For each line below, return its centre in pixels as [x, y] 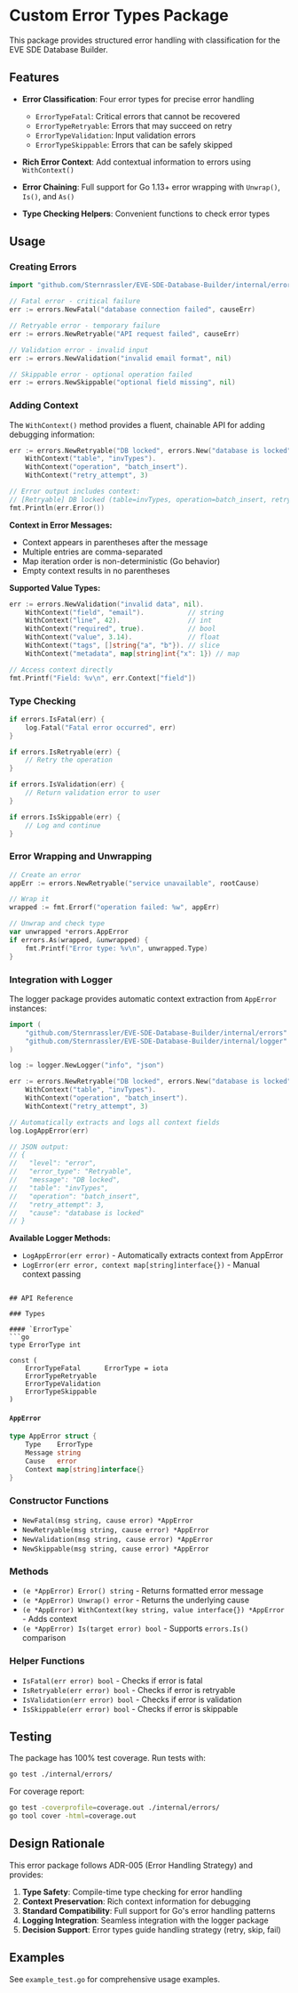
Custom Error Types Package [119, 16]
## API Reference [41, 1299]
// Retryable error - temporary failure [85, 326]
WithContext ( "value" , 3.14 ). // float [122, 637]
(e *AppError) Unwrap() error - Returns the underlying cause [136, 1600]
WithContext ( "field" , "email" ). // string [125, 612]
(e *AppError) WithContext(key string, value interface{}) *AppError [153, 1610]
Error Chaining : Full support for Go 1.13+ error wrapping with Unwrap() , [151, 187]
